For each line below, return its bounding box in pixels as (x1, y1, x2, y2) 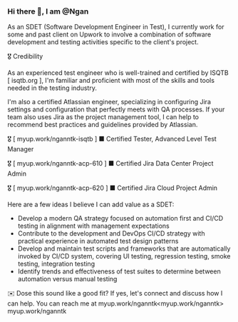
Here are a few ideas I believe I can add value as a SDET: (7, 200, 175, 209)
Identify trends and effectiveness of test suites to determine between (17, 267, 221, 276)
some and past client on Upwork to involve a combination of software (7, 30, 212, 39)
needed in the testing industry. (7, 84, 98, 92)
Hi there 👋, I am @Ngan (7, 6, 89, 16)
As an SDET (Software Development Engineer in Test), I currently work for (7, 23, 224, 31)
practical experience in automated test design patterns (17, 237, 179, 246)
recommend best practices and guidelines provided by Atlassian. (7, 121, 198, 129)
